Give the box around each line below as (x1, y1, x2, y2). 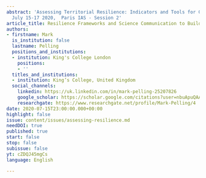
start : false (6, 134, 40, 141)
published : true (6, 128, 48, 135)
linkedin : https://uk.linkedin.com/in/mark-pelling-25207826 (17, 89, 177, 95)
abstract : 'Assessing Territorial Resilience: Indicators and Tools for (6, 9, 196, 15)
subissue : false (6, 145, 48, 152)
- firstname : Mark (6, 32, 53, 38)
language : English (6, 157, 53, 163)
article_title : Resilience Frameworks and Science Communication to (6, 20, 185, 26)
